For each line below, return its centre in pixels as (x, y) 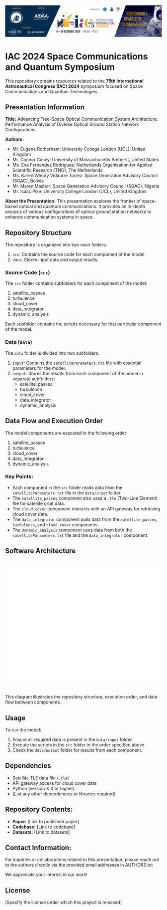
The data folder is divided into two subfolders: (52, 353)
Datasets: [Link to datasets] (41, 832)
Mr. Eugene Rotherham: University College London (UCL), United (79, 149)
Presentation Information (45, 107)
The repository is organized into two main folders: (56, 245)
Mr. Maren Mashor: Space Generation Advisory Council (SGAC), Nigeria (86, 186)
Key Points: (19, 476)
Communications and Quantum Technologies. (52, 91)
